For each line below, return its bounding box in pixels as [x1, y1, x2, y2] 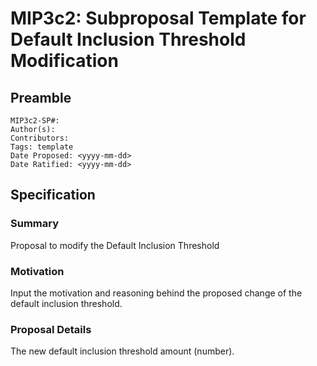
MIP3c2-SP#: [10, 116, 60, 126]
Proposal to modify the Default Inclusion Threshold [10, 239, 220, 251]
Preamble [10, 89, 72, 106]
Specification [10, 187, 96, 204]
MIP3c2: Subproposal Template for [10, 7, 307, 30]
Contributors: [10, 133, 70, 143]
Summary [10, 217, 60, 231]
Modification [10, 50, 119, 72]
